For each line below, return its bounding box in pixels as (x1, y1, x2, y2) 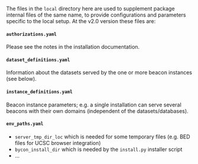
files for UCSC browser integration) (14, 139, 101, 146)
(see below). (6, 75, 37, 83)
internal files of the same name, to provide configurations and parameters (6, 11, 186, 18)
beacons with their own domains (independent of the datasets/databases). (6, 107, 189, 115)
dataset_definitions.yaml (6, 56, 70, 63)
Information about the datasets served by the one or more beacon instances (6, 69, 193, 76)
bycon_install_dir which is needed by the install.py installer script (14, 146, 183, 153)
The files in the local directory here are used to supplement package (6, 5, 175, 12)
